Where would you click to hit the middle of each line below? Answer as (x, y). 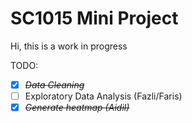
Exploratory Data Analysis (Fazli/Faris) (103, 96)
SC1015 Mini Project (94, 18)
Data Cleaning (54, 84)
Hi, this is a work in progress (69, 46)
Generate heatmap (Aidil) (77, 108)
